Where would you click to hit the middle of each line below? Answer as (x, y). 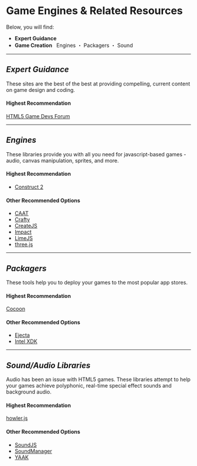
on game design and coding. (40, 90)
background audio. (29, 392)
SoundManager (33, 451)
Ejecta (22, 335)
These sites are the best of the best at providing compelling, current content (98, 84)
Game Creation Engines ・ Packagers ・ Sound (74, 45)
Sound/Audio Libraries (48, 365)
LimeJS (24, 238)
